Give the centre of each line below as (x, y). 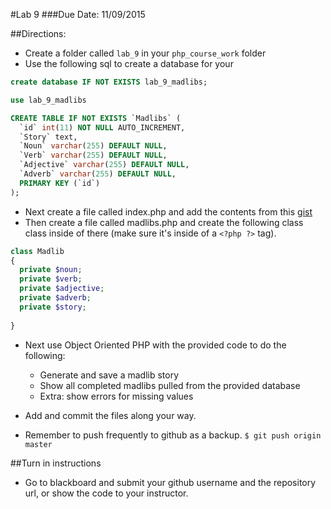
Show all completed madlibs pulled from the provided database (170, 385)
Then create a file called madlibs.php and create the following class (164, 222)
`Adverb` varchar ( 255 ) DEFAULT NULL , (98, 174)
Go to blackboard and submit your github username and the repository (170, 482)
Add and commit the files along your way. (110, 415)
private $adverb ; (55, 298)
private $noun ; (51, 270)
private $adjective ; (62, 289)
